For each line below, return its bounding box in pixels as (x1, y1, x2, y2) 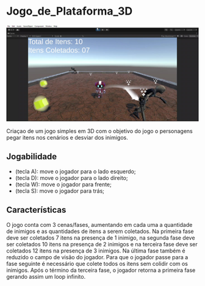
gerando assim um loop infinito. (6, 273, 86, 280)
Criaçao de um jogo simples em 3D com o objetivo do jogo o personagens (6, 127, 193, 135)
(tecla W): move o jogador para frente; (15, 181, 112, 188)
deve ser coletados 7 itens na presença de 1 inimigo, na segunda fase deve (6, 234, 195, 241)
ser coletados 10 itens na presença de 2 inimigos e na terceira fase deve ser (6, 240, 198, 248)
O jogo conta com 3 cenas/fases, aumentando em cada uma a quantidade (6, 221, 193, 228)
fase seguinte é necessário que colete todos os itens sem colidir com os (6, 260, 188, 267)
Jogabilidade (6, 151, 57, 162)
